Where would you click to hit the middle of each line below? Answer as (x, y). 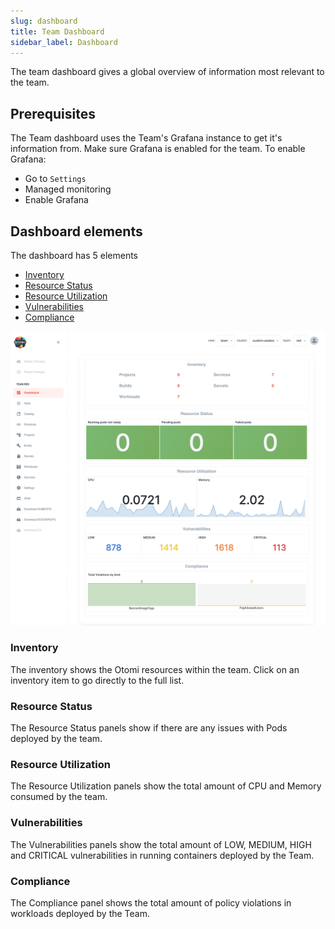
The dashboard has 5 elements (74, 255)
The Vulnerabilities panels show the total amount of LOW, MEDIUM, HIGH (161, 844)
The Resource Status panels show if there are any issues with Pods (149, 728)
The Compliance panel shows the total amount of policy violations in (151, 903)
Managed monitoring (68, 189)
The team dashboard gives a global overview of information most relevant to (167, 72)
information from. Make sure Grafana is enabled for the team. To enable (158, 149)
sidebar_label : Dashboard (64, 42)
